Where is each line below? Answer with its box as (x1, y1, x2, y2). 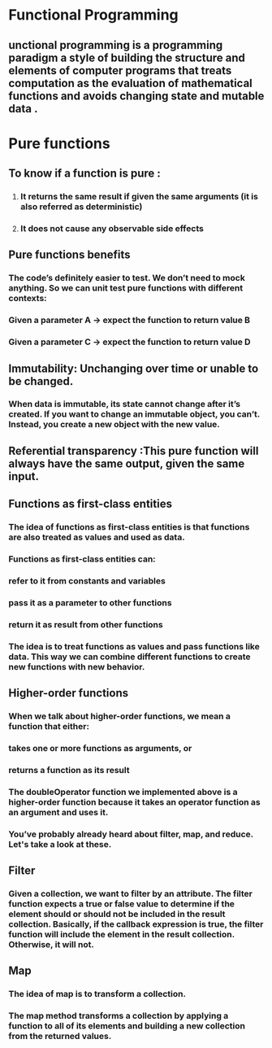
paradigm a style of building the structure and (8, 50, 246, 64)
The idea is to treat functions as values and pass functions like (8, 640, 260, 652)
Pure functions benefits (8, 248, 131, 262)
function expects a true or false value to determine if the (8, 898, 235, 910)
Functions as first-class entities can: (8, 553, 156, 565)
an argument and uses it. (8, 806, 109, 818)
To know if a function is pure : (8, 167, 161, 181)
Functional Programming (8, 6, 179, 24)
